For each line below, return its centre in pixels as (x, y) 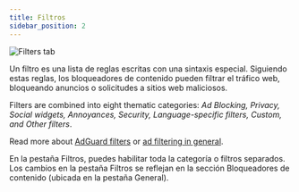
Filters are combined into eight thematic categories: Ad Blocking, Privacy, (145, 104)
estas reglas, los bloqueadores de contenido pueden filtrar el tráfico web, (145, 78)
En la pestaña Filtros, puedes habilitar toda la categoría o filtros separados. (147, 158)
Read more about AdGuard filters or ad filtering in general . (116, 141)
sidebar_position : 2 (48, 26)
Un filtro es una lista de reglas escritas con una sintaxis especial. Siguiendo (149, 69)
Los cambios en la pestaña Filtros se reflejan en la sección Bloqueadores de (149, 168)
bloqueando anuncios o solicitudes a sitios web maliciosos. (119, 88)
